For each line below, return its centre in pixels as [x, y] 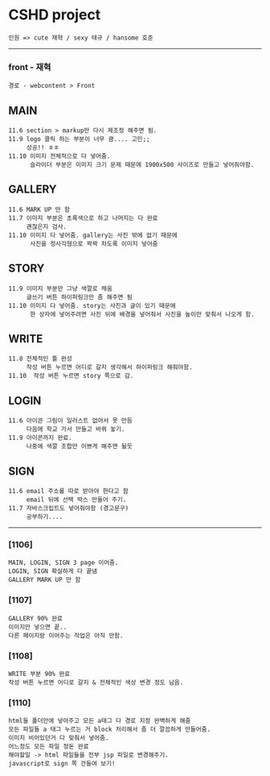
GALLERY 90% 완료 [35, 618]
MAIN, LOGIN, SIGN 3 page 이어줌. [63, 563]
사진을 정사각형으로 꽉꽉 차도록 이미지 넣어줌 [94, 243]
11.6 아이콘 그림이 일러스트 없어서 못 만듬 [70, 421]
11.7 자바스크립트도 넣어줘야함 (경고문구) [69, 508]
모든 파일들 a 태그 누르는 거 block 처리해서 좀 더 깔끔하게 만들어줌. [110, 730]
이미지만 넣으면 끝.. [38, 627]
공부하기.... [45, 517]
